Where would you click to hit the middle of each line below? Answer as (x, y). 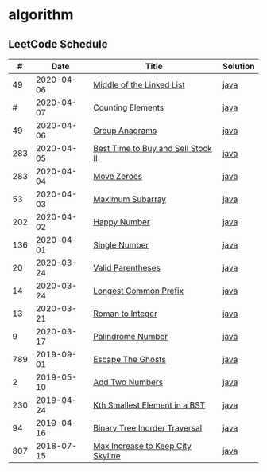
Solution (238, 66)
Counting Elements (129, 107)
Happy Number (122, 222)
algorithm (41, 15)
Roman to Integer (125, 314)
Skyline (107, 456)
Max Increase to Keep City (143, 446)
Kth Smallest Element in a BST (149, 405)
